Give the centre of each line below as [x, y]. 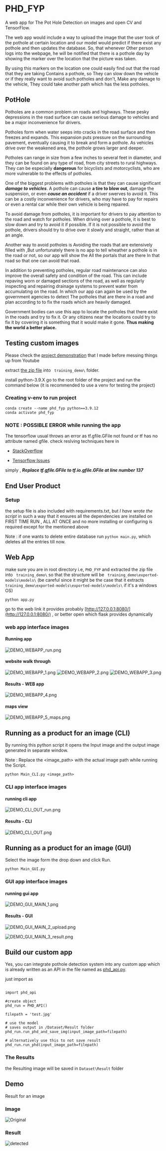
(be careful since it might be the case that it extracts [91, 580]
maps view [17, 706]
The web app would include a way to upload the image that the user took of [82, 37]
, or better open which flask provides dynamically [102, 614]
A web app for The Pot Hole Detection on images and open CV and [74, 22]
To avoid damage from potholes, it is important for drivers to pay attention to [83, 214]
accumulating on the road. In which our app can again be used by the [76, 291]
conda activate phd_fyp [30, 412]
